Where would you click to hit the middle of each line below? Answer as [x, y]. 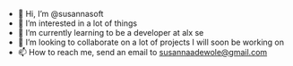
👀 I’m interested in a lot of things [77, 23]
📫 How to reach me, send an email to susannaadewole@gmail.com [142, 52]
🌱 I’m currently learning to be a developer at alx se [111, 33]
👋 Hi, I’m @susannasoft [60, 14]
